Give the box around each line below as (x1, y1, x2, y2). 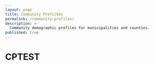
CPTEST (5, 51, 40, 63)
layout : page (5, 7, 32, 12)
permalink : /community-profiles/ (5, 16, 75, 21)
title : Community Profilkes (5, 12, 64, 17)
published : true (5, 30, 39, 35)
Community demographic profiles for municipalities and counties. (9, 26, 150, 31)
